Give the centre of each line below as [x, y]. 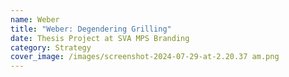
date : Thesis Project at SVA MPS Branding [100, 38]
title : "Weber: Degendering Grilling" [91, 29]
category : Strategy [51, 47]
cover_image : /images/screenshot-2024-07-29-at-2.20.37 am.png [145, 57]
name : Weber [35, 19]
